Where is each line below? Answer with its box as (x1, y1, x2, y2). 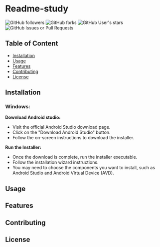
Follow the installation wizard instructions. (12, 159, 99, 165)
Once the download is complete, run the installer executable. (12, 154, 138, 160)
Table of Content (5, 39, 58, 48)
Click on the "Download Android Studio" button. (12, 129, 111, 135)
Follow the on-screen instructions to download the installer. (12, 135, 135, 141)
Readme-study (5, 3, 69, 14)
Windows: (5, 103, 31, 110)
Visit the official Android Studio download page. (12, 124, 111, 130)
